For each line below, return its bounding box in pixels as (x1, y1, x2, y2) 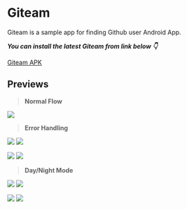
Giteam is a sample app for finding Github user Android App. (7, 28, 181, 36)
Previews (7, 78, 49, 90)
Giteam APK (7, 58, 42, 66)
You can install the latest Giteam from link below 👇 (7, 42, 158, 50)
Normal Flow (24, 96, 63, 106)
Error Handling (24, 124, 69, 132)
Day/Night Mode (24, 166, 74, 174)
